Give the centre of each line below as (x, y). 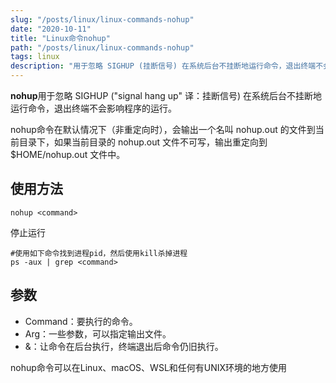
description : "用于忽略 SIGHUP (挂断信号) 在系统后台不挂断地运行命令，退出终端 (163, 66)
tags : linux (35, 57)
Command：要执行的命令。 (81, 321)
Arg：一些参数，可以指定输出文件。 (98, 333)
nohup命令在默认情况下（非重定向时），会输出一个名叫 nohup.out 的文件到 (163, 129)
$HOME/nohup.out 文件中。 (68, 154)
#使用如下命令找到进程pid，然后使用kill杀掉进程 (99, 253)
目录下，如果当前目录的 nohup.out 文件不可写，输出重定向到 (143, 142)
